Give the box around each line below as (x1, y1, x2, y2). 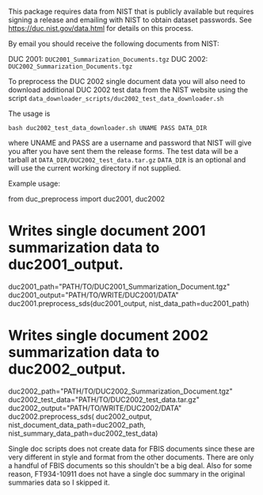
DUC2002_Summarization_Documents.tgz (8, 63, 133, 71)
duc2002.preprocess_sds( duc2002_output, (8, 412, 152, 421)
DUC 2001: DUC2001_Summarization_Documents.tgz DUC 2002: (8, 55, 208, 63)
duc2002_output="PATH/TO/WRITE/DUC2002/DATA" (8, 403, 182, 412)
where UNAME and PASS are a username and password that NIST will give (8, 138, 252, 148)
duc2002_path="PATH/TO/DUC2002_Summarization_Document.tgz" (8, 386, 234, 396)
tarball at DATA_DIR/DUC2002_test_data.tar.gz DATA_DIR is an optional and (8, 155, 246, 164)
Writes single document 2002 (8, 327, 208, 344)
